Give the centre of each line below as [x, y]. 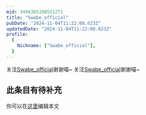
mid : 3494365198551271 [35, 12]
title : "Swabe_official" [37, 18]
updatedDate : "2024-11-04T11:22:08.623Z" [59, 29]
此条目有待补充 [34, 90]
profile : [17, 34]
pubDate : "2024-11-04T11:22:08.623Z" [54, 23]
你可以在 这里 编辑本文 [33, 106]
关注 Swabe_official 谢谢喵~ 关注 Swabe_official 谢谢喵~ [73, 69]
